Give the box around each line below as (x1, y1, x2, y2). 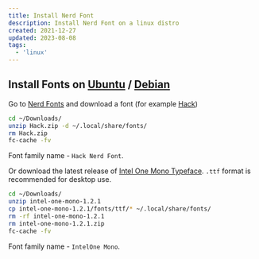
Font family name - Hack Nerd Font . (8, 151, 124, 160)
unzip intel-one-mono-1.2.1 (8, 198, 102, 206)
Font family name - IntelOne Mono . (8, 242, 121, 251)
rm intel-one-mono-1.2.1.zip (8, 219, 105, 227)
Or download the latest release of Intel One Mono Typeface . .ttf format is (8, 166, 252, 176)
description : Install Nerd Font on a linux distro (8, 19, 180, 27)
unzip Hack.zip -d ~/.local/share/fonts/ (8, 122, 148, 129)
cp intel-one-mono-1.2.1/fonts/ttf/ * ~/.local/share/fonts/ (8, 205, 212, 213)
